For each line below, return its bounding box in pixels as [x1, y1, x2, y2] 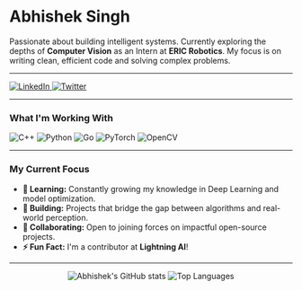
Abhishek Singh [9, 6, 130, 27]
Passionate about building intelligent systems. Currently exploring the [9, 36, 267, 47]
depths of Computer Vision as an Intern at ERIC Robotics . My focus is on [9, 45, 281, 56]
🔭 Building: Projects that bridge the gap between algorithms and [22, 202, 262, 213]
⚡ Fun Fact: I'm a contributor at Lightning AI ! [22, 241, 189, 252]
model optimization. [22, 193, 96, 204]
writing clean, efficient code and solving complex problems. [9, 55, 231, 66]
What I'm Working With [9, 111, 114, 124]
